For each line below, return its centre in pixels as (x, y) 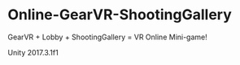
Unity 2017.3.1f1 (33, 52)
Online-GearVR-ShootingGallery (120, 15)
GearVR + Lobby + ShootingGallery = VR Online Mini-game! (108, 37)
